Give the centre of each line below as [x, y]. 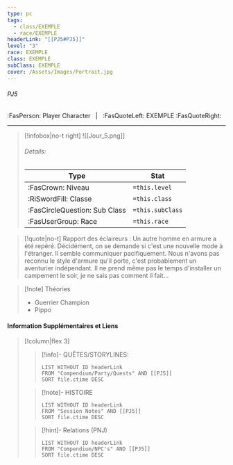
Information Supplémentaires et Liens [63, 326]
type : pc [20, 14]
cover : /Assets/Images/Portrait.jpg [60, 72]
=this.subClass [158, 210]
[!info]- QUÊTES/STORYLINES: [85, 354]
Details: [35, 152]
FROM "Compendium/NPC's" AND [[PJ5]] [96, 449]
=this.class [152, 198]
